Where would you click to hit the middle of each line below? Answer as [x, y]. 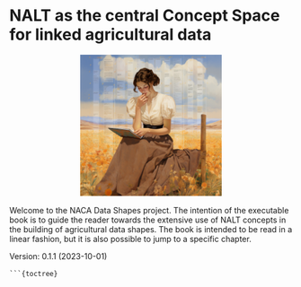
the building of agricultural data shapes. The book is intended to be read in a [151, 229]
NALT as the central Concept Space [145, 16]
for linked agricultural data [111, 35]
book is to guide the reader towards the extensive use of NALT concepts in [148, 220]
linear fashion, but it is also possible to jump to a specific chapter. [130, 239]
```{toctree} [34, 274]
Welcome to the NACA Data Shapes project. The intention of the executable [149, 210]
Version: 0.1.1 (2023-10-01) [58, 256]
